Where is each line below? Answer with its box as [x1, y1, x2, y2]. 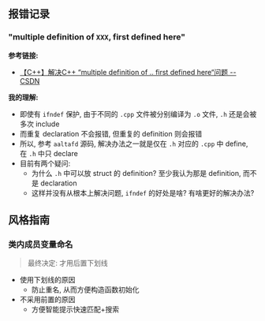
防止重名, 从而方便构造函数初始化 [31, 285, 140, 294]
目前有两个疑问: [19, 159, 71, 168]
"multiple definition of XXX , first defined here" [8, 32, 185, 43]
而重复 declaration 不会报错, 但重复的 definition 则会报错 [19, 129, 203, 138]
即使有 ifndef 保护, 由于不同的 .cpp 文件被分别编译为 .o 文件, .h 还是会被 [19, 109, 257, 118]
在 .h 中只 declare [19, 148, 79, 158]
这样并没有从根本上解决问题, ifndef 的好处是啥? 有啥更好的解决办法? [31, 188, 255, 197]
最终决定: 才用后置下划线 [27, 259, 108, 268]
